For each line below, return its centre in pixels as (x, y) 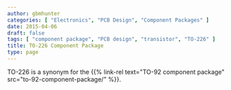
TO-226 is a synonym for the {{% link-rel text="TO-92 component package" (116, 72)
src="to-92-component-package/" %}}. (64, 79)
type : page (23, 53)
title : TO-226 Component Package (55, 46)
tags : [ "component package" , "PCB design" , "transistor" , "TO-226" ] (111, 39)
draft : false (26, 33)
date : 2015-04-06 (32, 26)
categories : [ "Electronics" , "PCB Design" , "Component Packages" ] (108, 20)
